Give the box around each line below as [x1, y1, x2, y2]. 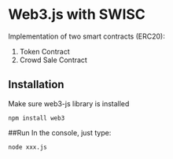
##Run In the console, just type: [8, 128, 112, 137]
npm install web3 [8, 114, 65, 122]
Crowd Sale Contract [19, 55, 88, 65]
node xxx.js [8, 143, 47, 151]
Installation [8, 78, 64, 91]
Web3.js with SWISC [8, 6, 145, 24]
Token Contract [19, 46, 71, 56]
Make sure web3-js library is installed [8, 98, 130, 108]
